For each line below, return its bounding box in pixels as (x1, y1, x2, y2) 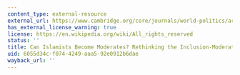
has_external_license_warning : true (7, 24, 116, 31)
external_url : (7, 17, 50, 24)
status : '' (7, 37, 40, 44)
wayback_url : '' (7, 57, 56, 64)
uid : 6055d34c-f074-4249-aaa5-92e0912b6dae (7, 51, 139, 58)
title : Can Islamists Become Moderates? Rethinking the (7, 44, 177, 51)
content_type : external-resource (7, 10, 107, 18)
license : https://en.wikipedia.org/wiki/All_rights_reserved (7, 30, 194, 38)
